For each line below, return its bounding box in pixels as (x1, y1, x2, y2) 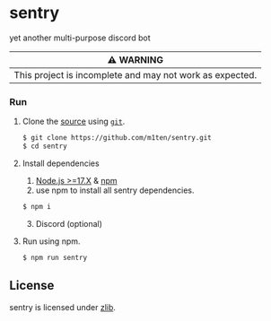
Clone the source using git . (22, 116, 126, 127)
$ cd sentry (22, 142, 67, 151)
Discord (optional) (35, 218, 103, 229)
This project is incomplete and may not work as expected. (13, 68, 258, 81)
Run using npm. (22, 236, 81, 247)
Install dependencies (22, 158, 101, 169)
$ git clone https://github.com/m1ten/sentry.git (22, 134, 213, 143)
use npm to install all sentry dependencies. (35, 185, 195, 195)
